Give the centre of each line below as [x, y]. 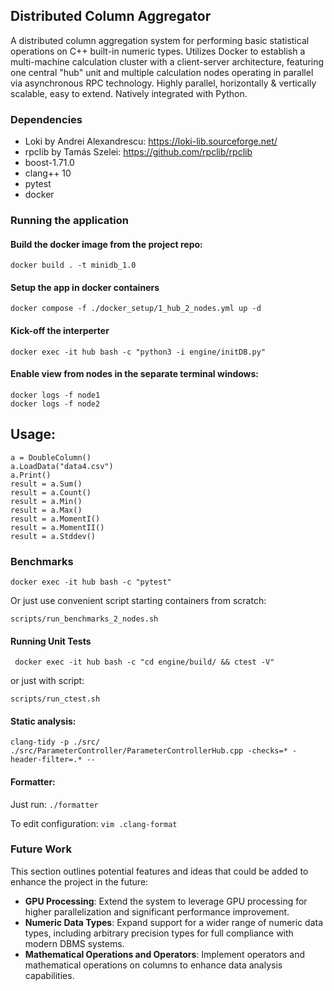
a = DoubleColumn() [51, 457]
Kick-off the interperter [60, 331]
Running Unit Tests [51, 641]
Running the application [69, 221]
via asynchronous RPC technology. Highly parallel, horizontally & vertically [163, 83]
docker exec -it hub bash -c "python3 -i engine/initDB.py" [138, 352]
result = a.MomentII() [57, 527]
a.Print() [31, 475]
